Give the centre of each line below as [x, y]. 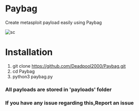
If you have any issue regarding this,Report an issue [69, 103]
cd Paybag [23, 71]
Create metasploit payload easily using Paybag [53, 22]
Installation [29, 52]
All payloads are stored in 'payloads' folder [58, 89]
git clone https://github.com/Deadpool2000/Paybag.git [69, 66]
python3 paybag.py [32, 76]
